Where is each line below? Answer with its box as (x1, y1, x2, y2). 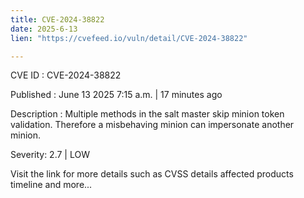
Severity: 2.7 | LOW (10, 149, 90, 161)
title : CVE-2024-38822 (10, 14, 105, 25)
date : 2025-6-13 (10, 24, 78, 34)
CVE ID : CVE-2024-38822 (10, 69, 122, 81)
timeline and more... (10, 179, 93, 191)
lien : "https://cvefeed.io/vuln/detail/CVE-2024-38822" (10, 33, 248, 43)
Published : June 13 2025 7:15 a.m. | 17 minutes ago (10, 89, 223, 101)
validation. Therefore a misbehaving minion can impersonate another (10, 119, 295, 131)
